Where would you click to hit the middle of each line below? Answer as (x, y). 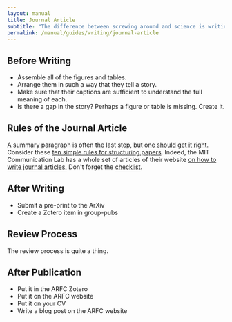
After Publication (44, 272)
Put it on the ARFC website (55, 296)
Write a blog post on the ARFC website (72, 311)
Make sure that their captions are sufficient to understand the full (109, 92)
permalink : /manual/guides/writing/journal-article (83, 33)
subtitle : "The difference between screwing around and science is (106, 26)
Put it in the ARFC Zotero (52, 289)
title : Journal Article (41, 20)
